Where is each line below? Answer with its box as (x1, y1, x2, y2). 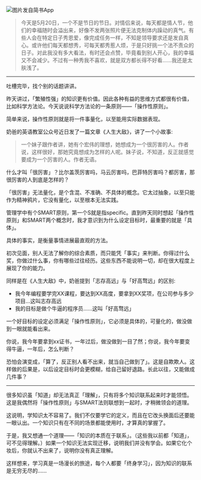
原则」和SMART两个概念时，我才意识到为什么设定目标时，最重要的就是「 (6, 216, 187, 224)
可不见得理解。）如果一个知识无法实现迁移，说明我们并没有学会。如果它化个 (6, 439, 193, 446)
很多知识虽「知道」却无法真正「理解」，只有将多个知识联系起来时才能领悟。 (6, 391, 193, 399)
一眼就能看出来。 (11, 325, 54, 332)
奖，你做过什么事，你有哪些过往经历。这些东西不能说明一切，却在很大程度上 (6, 257, 195, 264)
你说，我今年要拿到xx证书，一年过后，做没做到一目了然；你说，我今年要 (6, 338, 185, 345)
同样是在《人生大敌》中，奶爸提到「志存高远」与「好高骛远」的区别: (6, 277, 176, 284)
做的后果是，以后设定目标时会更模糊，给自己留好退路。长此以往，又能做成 (11, 366, 195, 373)
